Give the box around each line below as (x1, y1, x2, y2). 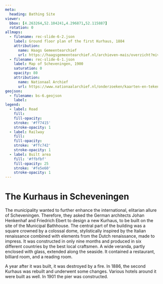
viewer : (5, 16, 21, 21)
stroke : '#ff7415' (14, 120, 51, 125)
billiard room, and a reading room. (5, 254, 73, 260)
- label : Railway (9, 130, 45, 134)
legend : (5, 102, 21, 107)
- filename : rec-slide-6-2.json (9, 35, 75, 39)
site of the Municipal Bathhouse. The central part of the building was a (5, 223, 146, 229)
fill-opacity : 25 (14, 161, 49, 166)
